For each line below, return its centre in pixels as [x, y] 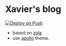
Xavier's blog [33, 9]
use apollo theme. [31, 38]
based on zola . [28, 32]
